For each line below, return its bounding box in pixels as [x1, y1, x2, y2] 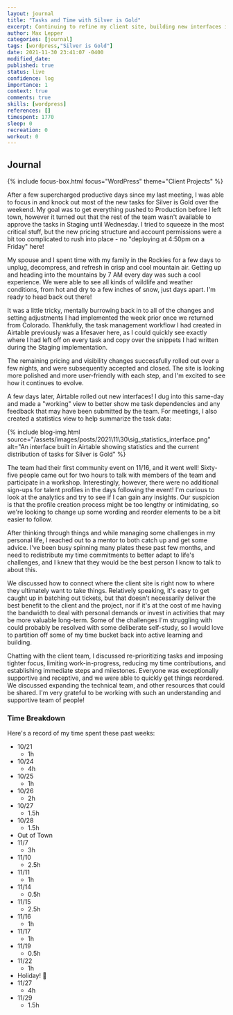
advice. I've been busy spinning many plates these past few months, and [7, 544, 216, 552]
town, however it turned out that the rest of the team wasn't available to [7, 213, 212, 221]
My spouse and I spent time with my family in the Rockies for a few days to [7, 256, 221, 264]
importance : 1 [7, 81, 49, 88]
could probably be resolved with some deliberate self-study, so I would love [7, 624, 224, 632]
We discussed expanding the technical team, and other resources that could [7, 681, 225, 690]
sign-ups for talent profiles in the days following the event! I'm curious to [7, 486, 215, 494]
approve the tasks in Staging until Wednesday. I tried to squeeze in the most [7, 220, 225, 229]
